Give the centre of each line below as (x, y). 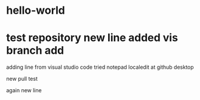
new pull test (22, 79)
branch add (35, 51)
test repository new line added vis (92, 38)
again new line (24, 90)
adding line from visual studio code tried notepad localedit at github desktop (100, 67)
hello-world (36, 10)
